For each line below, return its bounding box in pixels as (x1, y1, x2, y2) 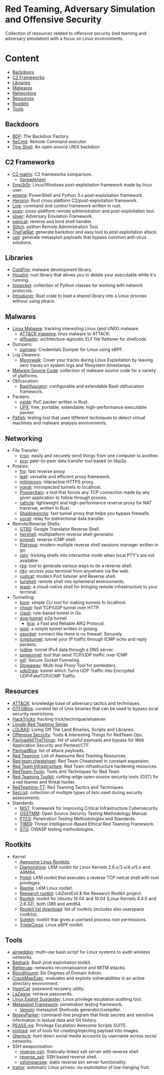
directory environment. (12, 981, 59, 987)
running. (12, 277, 30, 283)
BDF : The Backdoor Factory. (12, 133, 70, 139)
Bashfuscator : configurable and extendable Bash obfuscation (19, 384, 144, 389)
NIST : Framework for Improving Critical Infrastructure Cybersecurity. (19, 805, 159, 811)
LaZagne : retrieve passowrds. (12, 991, 73, 997)
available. (19, 557, 39, 563)
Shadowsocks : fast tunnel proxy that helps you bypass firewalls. (19, 510, 150, 516)
